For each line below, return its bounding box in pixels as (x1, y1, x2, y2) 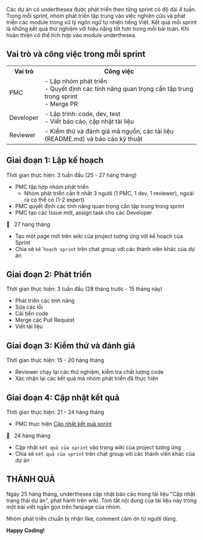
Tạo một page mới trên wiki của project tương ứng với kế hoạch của (14, 232, 183, 240)
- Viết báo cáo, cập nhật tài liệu (44, 117, 134, 126)
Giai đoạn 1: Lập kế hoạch (6, 155, 104, 166)
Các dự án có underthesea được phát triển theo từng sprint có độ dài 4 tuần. (6, 6, 196, 13)
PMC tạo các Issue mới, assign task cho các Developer (14, 209, 152, 216)
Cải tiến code (14, 310, 48, 317)
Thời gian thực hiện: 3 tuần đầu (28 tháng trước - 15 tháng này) (6, 285, 163, 292)
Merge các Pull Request (14, 316, 75, 324)
